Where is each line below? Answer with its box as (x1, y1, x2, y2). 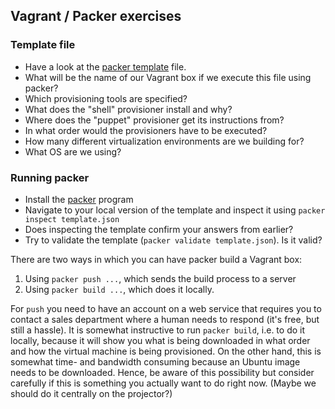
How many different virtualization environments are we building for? (24, 135, 305, 147)
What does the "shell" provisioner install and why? (24, 103, 233, 115)
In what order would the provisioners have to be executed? (24, 124, 268, 136)
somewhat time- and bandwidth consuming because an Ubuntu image (10, 355, 301, 368)
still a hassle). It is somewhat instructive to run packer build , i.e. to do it (10, 324, 306, 336)
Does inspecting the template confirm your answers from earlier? (24, 223, 294, 235)
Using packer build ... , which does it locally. (24, 283, 215, 295)
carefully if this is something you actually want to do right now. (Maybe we (10, 377, 317, 389)
